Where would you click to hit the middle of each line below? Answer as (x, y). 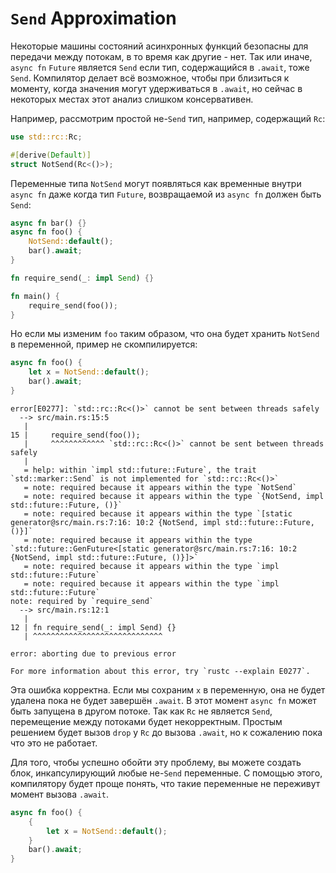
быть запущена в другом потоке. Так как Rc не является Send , (141, 711)
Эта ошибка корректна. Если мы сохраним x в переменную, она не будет (168, 689)
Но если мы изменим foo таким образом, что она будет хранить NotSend (165, 334)
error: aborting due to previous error (93, 653)
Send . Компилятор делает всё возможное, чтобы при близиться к (150, 78)
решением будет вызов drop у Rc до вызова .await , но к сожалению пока (166, 732)
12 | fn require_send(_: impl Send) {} (93, 627)
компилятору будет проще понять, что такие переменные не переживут (165, 783)
